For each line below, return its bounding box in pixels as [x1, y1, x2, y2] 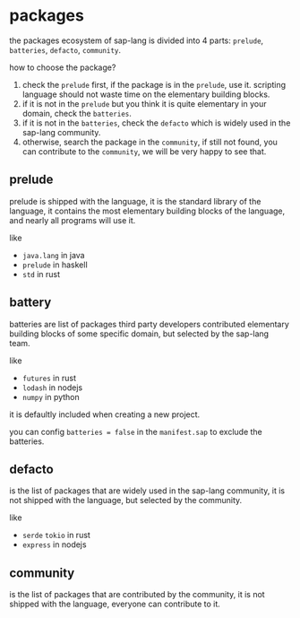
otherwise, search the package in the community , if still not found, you [21, 136, 278, 147]
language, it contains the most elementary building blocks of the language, [9, 205, 286, 216]
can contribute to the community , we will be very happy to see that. [21, 145, 267, 157]
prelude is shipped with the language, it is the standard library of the [9, 196, 261, 206]
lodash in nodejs [21, 382, 83, 393]
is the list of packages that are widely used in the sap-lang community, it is [9, 485, 285, 496]
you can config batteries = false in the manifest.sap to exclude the [9, 426, 262, 437]
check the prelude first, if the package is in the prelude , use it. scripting [21, 79, 287, 90]
